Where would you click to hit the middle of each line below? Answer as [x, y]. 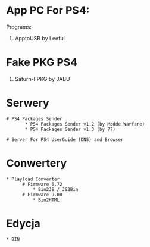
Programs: [19, 27]
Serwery [28, 103]
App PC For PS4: [48, 10]
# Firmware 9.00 [42, 195]
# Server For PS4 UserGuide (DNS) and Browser [65, 140]
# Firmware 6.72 [42, 184]
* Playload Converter [33, 179]
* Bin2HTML [46, 200]
